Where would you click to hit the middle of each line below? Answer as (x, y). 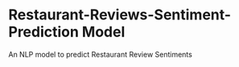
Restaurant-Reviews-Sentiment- (120, 15)
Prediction (43, 32)
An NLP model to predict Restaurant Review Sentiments (101, 54)
